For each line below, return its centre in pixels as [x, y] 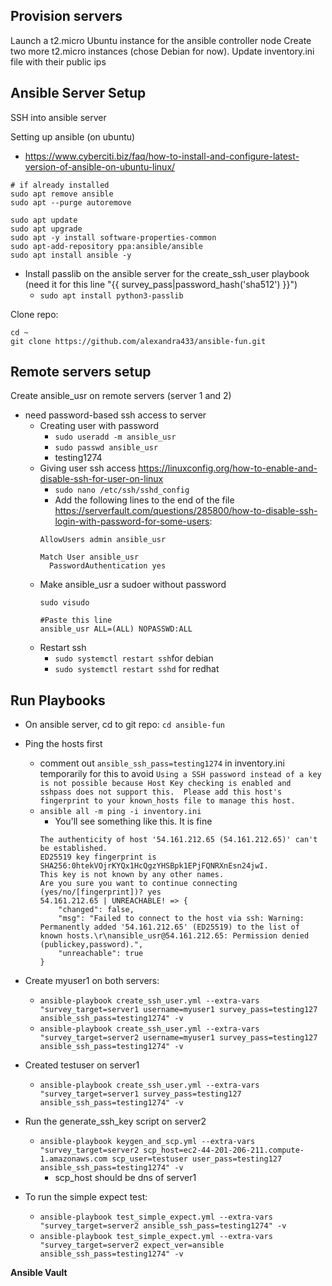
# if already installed [60, 185]
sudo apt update [44, 220]
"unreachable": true [101, 954]
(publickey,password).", [91, 945]
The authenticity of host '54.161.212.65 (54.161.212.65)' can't [178, 840]
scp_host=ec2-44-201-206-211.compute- [224, 1150]
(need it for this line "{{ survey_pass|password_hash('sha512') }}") [161, 284]
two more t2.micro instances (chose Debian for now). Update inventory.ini [162, 51]
